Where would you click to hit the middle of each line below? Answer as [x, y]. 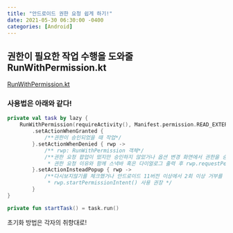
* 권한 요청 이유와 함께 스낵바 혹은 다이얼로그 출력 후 [115, 164]
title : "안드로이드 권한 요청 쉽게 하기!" [60, 14]
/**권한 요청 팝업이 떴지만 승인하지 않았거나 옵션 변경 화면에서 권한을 [132, 157]
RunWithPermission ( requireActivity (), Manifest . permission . [108, 125]
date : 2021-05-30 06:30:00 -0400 [55, 20]
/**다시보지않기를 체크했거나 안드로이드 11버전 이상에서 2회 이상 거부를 [133, 176]
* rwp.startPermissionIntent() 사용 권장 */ [110, 183]
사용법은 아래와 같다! [40, 103]
